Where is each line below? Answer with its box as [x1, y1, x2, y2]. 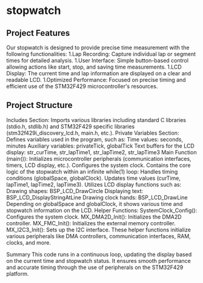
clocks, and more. [6, 239, 52, 246]
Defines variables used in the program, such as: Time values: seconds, [6, 135, 184, 143]
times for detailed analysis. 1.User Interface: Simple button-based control [6, 57, 189, 64]
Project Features [6, 28, 70, 38]
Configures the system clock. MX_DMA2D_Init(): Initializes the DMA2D [6, 213, 182, 220]
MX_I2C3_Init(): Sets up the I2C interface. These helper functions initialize [6, 226, 191, 233]
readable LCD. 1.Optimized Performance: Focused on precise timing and [6, 77, 186, 83]
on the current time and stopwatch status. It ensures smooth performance [6, 257, 191, 264]
